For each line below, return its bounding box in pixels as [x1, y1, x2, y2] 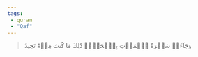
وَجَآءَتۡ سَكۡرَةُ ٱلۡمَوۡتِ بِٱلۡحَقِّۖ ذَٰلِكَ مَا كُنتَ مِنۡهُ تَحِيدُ [24, 42, 192, 50]
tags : [7, 10, 23, 17]
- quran [10, 16, 33, 23]
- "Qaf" [10, 23, 33, 30]
